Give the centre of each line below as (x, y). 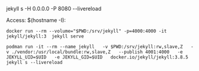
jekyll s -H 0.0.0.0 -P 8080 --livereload (54, 9)
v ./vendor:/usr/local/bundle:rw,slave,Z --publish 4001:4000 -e (95, 52)
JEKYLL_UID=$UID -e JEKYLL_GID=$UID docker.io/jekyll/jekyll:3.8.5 (97, 57)
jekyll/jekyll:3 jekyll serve (45, 36)
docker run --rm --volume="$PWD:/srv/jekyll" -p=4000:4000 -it (87, 31)
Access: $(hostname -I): (36, 20)
